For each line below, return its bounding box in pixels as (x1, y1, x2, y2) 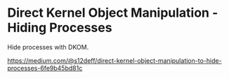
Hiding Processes (7, 20, 112, 36)
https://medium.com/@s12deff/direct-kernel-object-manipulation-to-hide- (7, 56, 223, 64)
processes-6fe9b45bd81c (7, 64, 83, 72)
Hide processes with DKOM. (7, 43, 89, 51)
